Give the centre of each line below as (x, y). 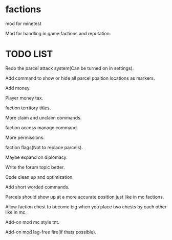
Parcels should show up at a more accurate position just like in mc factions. (85, 197)
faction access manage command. (42, 127)
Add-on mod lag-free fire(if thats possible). (51, 232)
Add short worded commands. (37, 187)
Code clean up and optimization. (40, 177)
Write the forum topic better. (35, 167)
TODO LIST (29, 54)
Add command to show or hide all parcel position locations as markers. (80, 78)
